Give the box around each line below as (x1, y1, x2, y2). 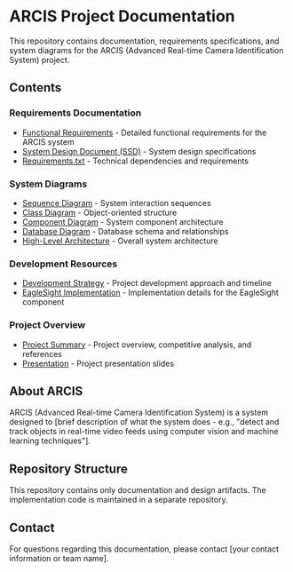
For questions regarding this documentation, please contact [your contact (9, 544, 280, 554)
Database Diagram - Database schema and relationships (21, 226, 229, 236)
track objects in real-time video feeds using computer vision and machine (9, 426, 279, 437)
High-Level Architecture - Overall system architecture (21, 235, 219, 246)
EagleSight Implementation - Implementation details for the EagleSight (21, 287, 280, 298)
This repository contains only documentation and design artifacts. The (9, 485, 266, 496)
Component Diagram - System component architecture (21, 216, 224, 227)
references (21, 348, 62, 359)
